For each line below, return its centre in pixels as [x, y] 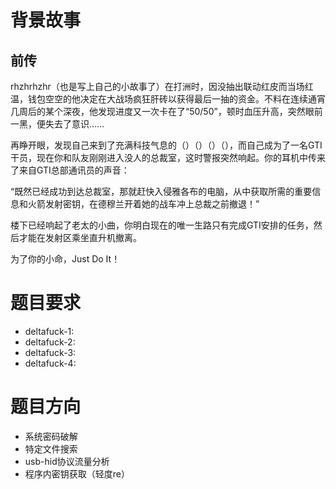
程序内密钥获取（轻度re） [77, 473]
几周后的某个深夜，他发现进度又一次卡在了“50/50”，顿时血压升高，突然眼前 [166, 111]
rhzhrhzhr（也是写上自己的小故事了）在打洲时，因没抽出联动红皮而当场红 [162, 86]
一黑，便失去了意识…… [57, 124]
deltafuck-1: [49, 331]
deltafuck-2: [50, 342]
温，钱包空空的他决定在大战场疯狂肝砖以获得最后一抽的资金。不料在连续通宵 [168, 99]
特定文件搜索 [51, 448]
